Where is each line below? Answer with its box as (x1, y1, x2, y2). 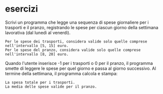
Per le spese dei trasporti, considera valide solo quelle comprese (5, 39, 147, 44)
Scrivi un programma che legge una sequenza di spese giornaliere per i (5, 19, 149, 25)
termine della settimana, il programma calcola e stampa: (5, 70, 118, 76)
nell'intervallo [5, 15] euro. (5, 43, 69, 48)
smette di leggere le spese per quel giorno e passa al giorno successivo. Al (5, 65, 156, 71)
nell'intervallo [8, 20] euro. (5, 52, 69, 57)
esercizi (5, 3, 38, 15)
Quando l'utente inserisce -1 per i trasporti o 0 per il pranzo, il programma (5, 60, 153, 66)
